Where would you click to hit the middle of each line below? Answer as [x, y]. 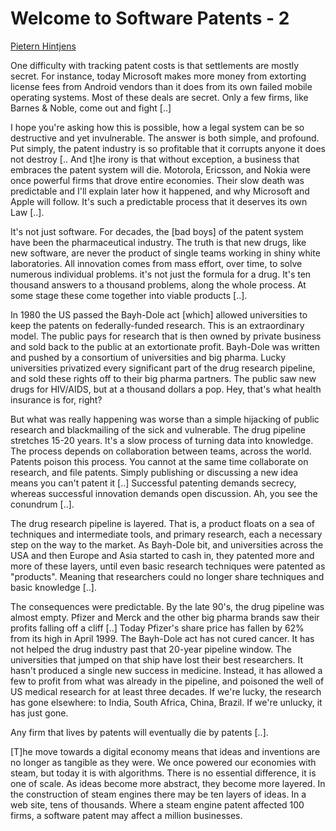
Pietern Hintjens [43, 46]
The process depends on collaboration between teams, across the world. [161, 451]
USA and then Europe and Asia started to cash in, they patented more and [162, 555]
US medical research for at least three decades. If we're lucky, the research [166, 691]
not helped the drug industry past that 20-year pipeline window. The [151, 649]
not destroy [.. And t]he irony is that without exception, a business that [155, 159]
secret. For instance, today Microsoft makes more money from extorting [158, 76]
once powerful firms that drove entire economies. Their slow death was [157, 180]
